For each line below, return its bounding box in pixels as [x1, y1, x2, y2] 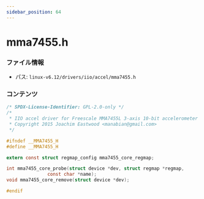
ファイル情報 [6, 58, 45, 67]
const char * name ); [47, 172, 97, 178]
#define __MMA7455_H [6, 143, 59, 150]
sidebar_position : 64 [6, 9, 62, 15]
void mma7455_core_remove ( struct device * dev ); [6, 177, 130, 183]
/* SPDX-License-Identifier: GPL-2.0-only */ [6, 104, 124, 110]
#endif [6, 188, 23, 194]
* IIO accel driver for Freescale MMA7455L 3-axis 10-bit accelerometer [9, 115, 199, 122]
